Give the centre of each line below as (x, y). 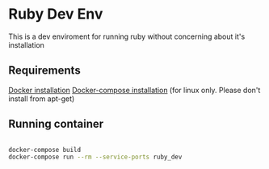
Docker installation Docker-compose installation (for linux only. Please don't (134, 90)
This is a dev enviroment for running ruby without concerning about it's (127, 36)
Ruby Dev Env (56, 14)
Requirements (44, 71)
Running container (56, 124)
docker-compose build (45, 150)
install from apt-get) (42, 99)
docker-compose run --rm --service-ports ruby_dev (95, 157)
